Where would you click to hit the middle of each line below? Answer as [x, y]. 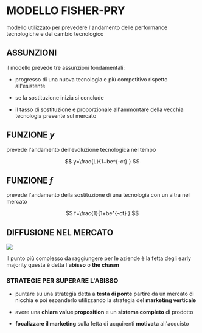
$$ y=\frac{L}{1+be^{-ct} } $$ [102, 161]
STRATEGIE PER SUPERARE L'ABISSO [62, 281]
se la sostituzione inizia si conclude [60, 97]
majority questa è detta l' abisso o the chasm [63, 265]
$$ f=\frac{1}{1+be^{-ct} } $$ [102, 213]
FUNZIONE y [30, 135]
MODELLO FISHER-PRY [66, 11]
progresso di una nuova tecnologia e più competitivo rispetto [91, 79]
